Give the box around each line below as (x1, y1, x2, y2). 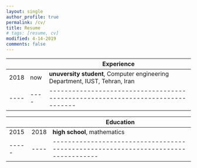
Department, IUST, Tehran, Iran (49, 77, 135, 85)
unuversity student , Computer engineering (49, 70, 169, 78)
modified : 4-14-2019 (6, 36, 57, 42)
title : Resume (6, 25, 41, 31)
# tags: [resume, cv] (6, 30, 59, 36)
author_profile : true (6, 14, 59, 20)
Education (106, 118, 135, 126)
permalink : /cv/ (6, 19, 46, 25)
